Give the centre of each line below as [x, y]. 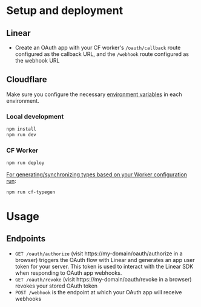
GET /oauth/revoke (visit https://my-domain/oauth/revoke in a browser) [103, 279]
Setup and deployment [64, 11]
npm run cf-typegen [31, 192]
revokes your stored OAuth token [56, 286]
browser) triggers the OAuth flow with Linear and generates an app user [105, 260]
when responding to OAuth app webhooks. [68, 273]
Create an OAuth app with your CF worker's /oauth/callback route [98, 47]
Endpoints [26, 239]
